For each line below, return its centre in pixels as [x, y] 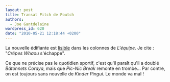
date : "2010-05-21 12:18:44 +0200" [43, 33]
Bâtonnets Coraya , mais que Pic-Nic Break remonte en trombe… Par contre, [85, 68]
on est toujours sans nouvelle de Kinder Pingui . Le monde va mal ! [75, 74]
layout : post [19, 10]
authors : [15, 19]
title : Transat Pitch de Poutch [40, 15]
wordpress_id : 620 [25, 29]
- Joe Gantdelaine [30, 24]
